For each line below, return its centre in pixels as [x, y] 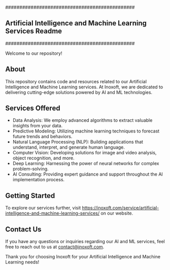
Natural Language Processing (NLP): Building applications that [78, 142]
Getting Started [30, 196]
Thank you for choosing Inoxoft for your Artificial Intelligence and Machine [83, 257]
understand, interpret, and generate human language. [69, 147]
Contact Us [23, 229]
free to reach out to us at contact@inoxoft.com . [55, 247]
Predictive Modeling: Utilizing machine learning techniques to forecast [86, 131]
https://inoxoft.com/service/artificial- [121, 208]
